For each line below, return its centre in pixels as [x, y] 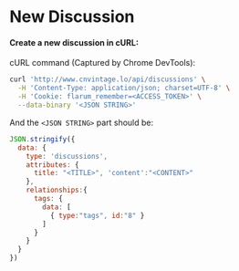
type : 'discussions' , [67, 156]
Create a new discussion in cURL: [74, 42]
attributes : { [52, 165]
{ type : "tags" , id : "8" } [97, 215]
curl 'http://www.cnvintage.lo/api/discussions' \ [108, 79]
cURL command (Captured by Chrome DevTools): [103, 63]
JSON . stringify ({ [42, 139]
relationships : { [57, 190]
